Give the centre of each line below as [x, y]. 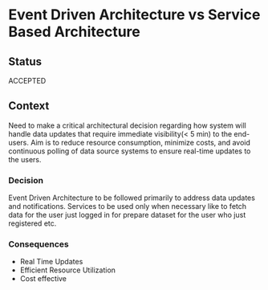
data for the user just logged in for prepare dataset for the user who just [127, 215]
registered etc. [32, 223]
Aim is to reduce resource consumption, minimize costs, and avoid [141, 142]
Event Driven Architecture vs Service [134, 15]
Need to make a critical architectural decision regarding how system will [127, 125]
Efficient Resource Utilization [68, 270]
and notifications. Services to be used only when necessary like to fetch [128, 206]
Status [25, 61]
